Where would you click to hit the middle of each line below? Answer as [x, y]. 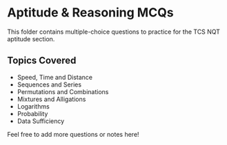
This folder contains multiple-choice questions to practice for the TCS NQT [114, 32]
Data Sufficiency [41, 121]
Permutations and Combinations [63, 91]
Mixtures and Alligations [51, 99]
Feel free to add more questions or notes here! [73, 134]
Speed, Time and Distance [55, 77]
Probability [32, 113]
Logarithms [33, 106]
